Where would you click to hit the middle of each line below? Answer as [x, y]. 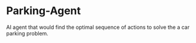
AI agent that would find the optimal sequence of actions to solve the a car [98, 27]
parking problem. [27, 33]
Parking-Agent [44, 11]
